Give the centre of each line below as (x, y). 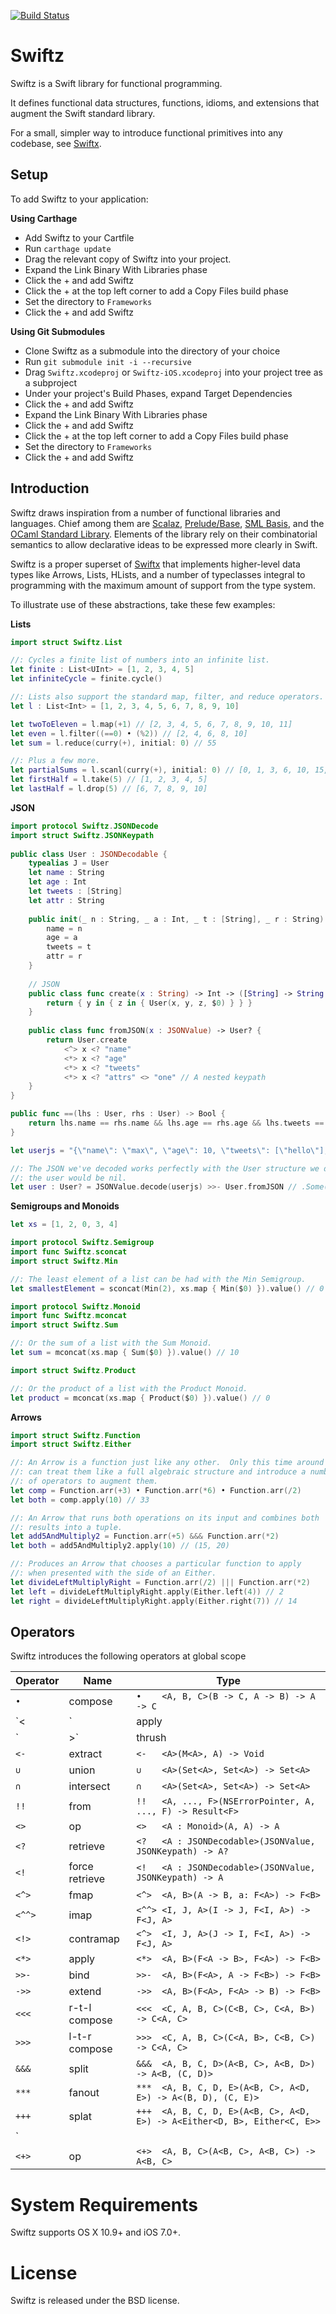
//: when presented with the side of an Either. (113, 1573)
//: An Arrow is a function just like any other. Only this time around (167, 1463)
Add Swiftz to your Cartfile (79, 237)
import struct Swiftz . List (66, 642)
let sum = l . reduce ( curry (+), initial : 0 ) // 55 (113, 743)
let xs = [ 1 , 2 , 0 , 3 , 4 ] (64, 1225)
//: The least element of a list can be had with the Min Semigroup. (158, 1279)
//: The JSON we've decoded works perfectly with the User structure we (165, 1168)
